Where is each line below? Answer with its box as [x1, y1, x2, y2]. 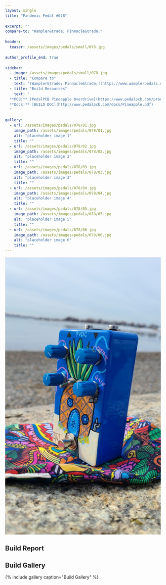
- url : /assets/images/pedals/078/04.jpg [9, 186, 96, 191]
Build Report [5, 544, 44, 553]
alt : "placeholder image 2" [14, 154, 72, 159]
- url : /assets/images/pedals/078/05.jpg [9, 206, 96, 211]
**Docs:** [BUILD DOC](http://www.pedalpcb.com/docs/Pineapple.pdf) [9, 102, 154, 107]
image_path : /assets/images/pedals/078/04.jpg [14, 191, 112, 195]
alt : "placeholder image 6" [14, 238, 72, 243]
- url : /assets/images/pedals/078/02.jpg [9, 144, 96, 148]
